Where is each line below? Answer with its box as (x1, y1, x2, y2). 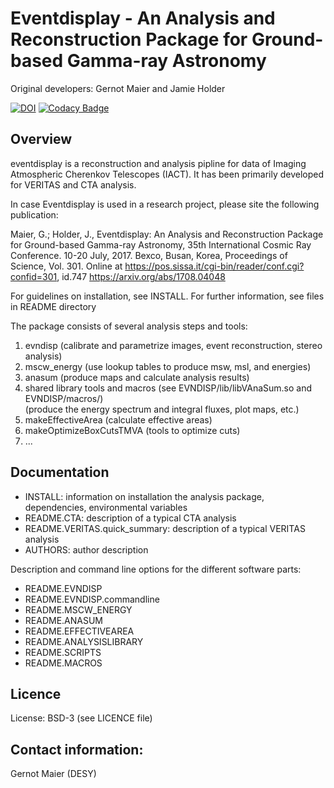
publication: (10, 208, 59, 221)
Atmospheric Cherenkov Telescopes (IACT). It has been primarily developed (10, 168, 325, 180)
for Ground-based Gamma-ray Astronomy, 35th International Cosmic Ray (10, 238, 312, 251)
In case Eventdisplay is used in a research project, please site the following (10, 198, 320, 210)
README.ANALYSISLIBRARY (24, 635, 144, 647)
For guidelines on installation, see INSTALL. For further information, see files (10, 290, 325, 302)
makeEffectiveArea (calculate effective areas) (24, 413, 213, 426)
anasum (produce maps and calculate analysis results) (24, 371, 250, 383)
